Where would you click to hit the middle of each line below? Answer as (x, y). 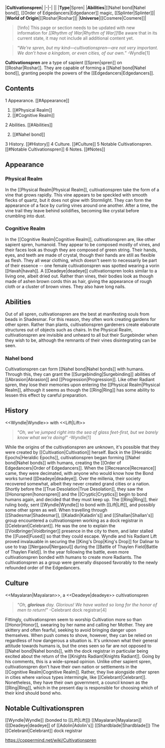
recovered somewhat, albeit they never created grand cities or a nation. (78, 483)
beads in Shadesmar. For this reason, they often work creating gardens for (81, 319)
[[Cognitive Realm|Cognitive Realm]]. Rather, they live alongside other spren (82, 672)
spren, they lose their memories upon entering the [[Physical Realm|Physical (82, 385)
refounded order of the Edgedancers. (43, 567)
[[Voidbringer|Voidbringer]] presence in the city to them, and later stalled (79, 531)
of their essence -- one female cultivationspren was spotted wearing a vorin (82, 265)
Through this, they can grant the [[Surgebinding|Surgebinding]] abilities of (81, 374)
